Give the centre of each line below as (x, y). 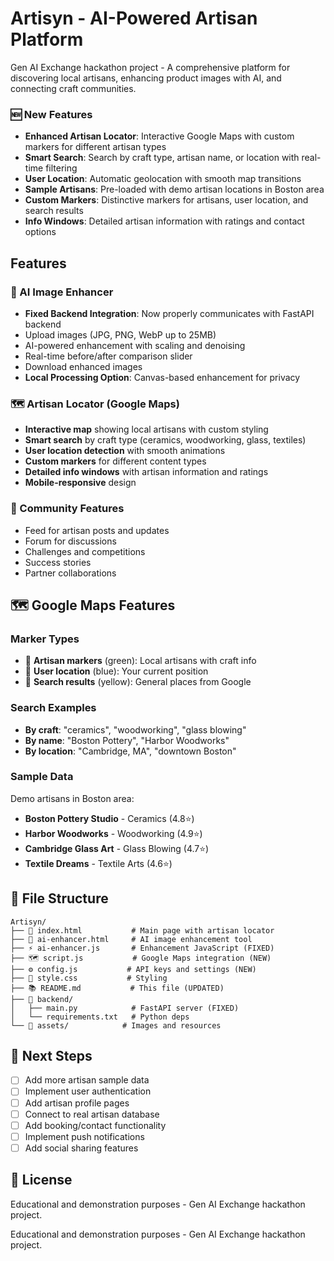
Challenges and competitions (85, 551)
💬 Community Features (67, 509)
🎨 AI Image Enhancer (62, 292)
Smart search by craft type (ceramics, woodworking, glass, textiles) (165, 440)
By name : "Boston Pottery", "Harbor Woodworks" (127, 740)
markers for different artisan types (95, 147)
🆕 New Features (51, 114)
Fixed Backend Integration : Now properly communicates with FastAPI (169, 313)
